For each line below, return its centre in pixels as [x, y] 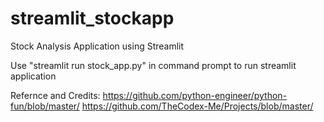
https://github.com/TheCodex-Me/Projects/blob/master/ [197, 106]
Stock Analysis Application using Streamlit [97, 46]
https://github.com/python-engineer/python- [195, 95]
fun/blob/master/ [45, 106]
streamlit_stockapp [92, 18]
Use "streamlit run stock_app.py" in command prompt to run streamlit [153, 65]
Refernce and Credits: [55, 95]
